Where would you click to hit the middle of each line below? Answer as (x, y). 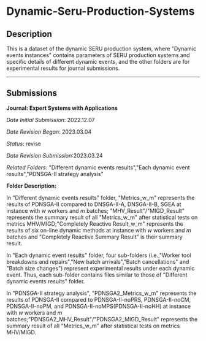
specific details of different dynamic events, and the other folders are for (98, 62)
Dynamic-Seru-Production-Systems (101, 11)
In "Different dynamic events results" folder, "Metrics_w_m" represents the (101, 197)
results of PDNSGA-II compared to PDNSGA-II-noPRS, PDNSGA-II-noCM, (99, 299)
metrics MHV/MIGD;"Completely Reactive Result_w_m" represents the (95, 224)
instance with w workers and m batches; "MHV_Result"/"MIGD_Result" (96, 210)
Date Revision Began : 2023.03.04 (49, 132)
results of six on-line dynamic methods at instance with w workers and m (99, 230)
